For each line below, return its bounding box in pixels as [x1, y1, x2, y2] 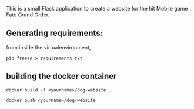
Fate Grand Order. [6, 11, 50, 18]
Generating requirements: [6, 28, 103, 38]
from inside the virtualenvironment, [6, 44, 91, 51]
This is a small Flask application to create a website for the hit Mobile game [6, 5, 188, 12]
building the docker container [6, 71, 117, 81]
